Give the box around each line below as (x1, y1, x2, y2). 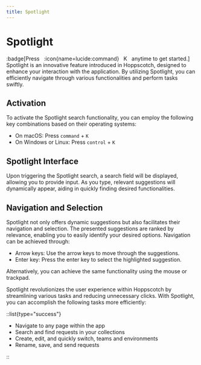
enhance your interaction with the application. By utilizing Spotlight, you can (6, 68, 196, 75)
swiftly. (6, 80, 24, 88)
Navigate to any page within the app (14, 322, 106, 329)
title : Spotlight (6, 8, 50, 15)
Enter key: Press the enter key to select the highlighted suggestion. (14, 256, 182, 263)
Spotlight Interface (6, 156, 78, 166)
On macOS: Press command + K (14, 132, 89, 140)
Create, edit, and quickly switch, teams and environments (14, 335, 158, 342)
